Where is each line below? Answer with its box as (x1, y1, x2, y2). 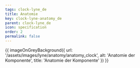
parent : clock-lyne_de (5, 20, 51, 26)
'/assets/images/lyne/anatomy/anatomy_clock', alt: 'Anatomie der (5, 52, 135, 58)
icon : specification (5, 25, 47, 30)
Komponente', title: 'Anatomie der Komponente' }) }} (5, 57, 109, 63)
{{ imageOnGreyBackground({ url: (5, 47, 73, 53)
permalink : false (5, 34, 40, 39)
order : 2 (5, 29, 23, 34)
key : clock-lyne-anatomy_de (5, 16, 62, 21)
